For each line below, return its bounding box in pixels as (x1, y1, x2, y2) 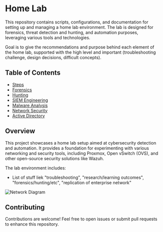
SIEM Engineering (12, 97, 48, 103)
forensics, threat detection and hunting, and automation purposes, (5, 29, 139, 35)
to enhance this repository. (5, 221, 59, 227)
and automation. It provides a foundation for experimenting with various (5, 145, 149, 151)
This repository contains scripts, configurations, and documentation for (5, 19, 149, 25)
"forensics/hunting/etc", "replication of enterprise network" (12, 179, 132, 186)
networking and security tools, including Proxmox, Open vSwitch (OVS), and (5, 150, 159, 156)
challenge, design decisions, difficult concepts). (5, 54, 102, 60)
